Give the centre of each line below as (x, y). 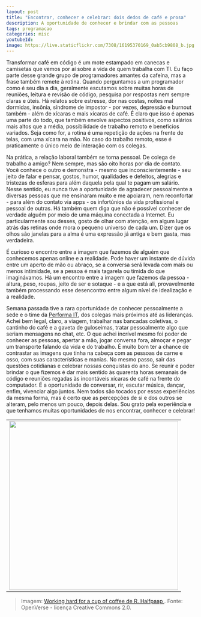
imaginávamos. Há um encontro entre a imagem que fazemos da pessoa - (98, 277)
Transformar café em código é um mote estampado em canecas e (88, 62)
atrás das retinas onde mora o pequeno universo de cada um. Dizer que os (99, 227)
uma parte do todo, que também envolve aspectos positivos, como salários (99, 120)
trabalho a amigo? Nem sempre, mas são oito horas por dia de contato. (94, 164)
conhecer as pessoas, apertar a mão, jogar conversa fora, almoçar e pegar (99, 340)
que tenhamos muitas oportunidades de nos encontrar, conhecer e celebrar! (100, 410)
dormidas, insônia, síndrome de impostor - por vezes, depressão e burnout (99, 107)
